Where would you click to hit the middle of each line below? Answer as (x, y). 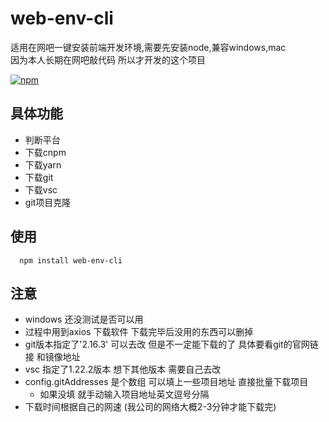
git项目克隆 (48, 202)
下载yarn (43, 164)
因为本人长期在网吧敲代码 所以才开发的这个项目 (108, 59)
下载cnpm (45, 152)
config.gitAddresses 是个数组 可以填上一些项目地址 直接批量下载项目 (166, 382)
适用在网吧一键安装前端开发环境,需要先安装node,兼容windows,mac (148, 47)
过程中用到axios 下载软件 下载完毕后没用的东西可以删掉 (139, 332)
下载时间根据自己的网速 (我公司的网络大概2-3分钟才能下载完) (150, 407)
